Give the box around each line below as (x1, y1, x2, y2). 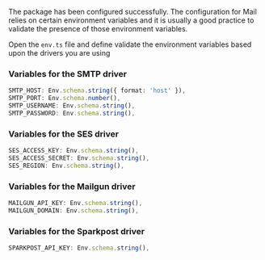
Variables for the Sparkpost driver (8, 225, 145, 237)
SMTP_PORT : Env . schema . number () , (8, 94, 121, 103)
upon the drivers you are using (8, 48, 111, 57)
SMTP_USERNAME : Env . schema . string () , (8, 102, 136, 110)
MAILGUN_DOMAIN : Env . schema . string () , (8, 206, 139, 215)
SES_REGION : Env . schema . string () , (8, 161, 125, 170)
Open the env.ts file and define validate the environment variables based (8, 40, 252, 49)
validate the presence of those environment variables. (8, 24, 188, 33)
